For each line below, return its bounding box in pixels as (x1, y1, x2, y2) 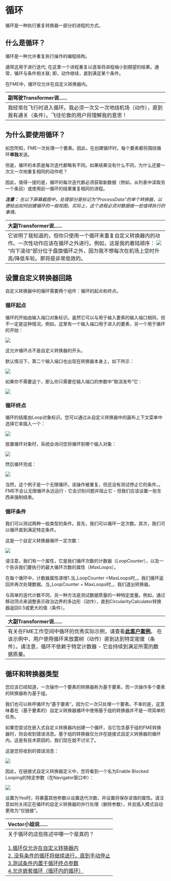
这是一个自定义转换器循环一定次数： (5, 538, 81, 544)
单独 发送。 (10, 151, 32, 157)
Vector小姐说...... (8, 821, 48, 828)
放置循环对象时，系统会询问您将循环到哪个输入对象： (5, 440, 117, 447)
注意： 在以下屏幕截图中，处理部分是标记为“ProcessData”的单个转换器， (5, 196, 158, 202)
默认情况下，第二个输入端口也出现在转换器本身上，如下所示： (5, 358, 134, 364)
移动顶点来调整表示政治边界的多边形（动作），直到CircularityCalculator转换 (5, 599, 161, 605)
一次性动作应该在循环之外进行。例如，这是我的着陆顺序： (18, 239, 156, 246)
